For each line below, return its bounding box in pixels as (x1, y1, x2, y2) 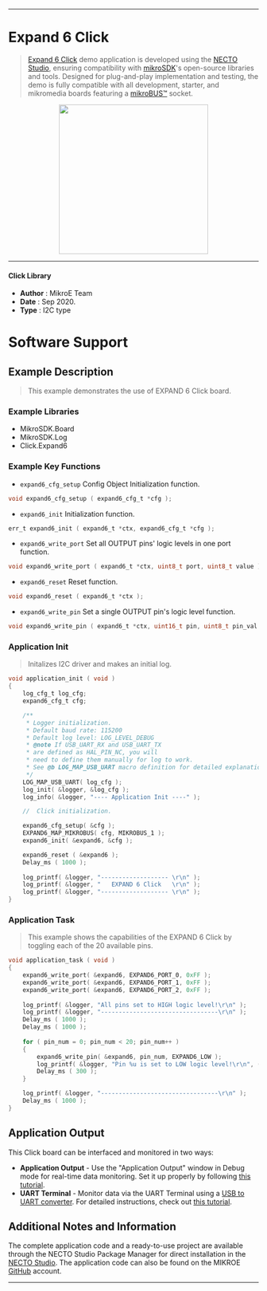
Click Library (8, 270, 52, 280)
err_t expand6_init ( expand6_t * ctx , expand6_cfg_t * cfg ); (8, 524, 215, 533)
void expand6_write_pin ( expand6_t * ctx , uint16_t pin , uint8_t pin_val (8, 623, 258, 631)
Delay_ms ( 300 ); (37, 1068, 98, 1076)
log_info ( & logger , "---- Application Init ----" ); (22, 793, 201, 801)
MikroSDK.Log (19, 432, 68, 443)
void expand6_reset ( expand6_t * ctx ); (8, 592, 145, 600)
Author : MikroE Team (19, 289, 93, 298)
